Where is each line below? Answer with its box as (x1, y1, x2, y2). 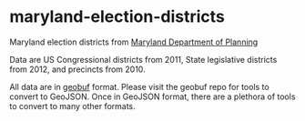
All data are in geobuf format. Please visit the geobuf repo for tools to (9, 81, 270, 92)
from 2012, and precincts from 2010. (9, 64, 146, 75)
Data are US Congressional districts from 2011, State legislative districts (9, 54, 278, 65)
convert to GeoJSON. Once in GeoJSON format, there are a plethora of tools (9, 91, 296, 102)
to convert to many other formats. (9, 100, 137, 111)
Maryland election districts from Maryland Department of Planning (9, 36, 259, 47)
